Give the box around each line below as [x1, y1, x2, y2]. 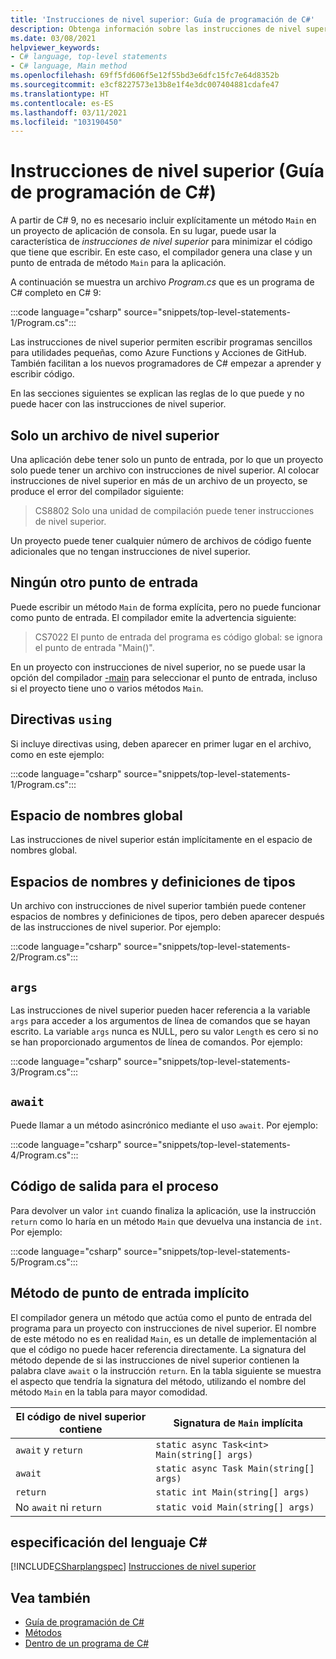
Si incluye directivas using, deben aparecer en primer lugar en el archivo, [10, 737, 312, 750]
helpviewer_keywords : [10, 42, 101, 53]
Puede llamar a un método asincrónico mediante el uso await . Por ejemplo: [10, 1119, 318, 1131]
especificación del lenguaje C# [10, 1534, 208, 1551]
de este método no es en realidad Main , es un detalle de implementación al [10, 1332, 317, 1345]
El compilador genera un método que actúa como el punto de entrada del [10, 1311, 312, 1323]
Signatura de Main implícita [173, 1416, 304, 1430]
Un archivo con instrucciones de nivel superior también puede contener [10, 900, 307, 912]
